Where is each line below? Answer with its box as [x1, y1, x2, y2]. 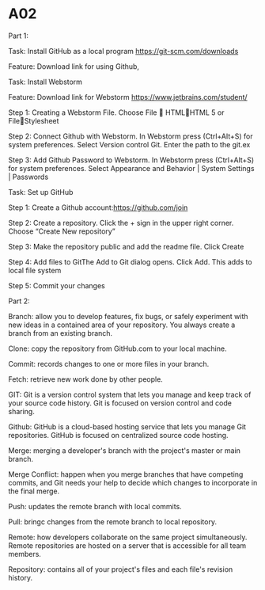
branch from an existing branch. [8, 328, 113, 337]
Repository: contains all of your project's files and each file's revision [8, 564, 233, 574]
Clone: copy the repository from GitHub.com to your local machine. [8, 344, 227, 353]
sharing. [8, 406, 36, 416]
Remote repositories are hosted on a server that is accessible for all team [8, 540, 247, 550]
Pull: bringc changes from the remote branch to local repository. [8, 516, 218, 527]
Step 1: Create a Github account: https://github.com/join [8, 203, 188, 212]
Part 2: [8, 296, 30, 306]
